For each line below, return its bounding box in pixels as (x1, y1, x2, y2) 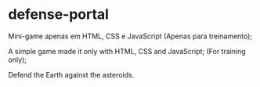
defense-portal (8, 5, 110, 24)
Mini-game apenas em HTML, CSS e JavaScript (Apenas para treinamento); (8, 31, 253, 41)
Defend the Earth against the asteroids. (8, 70, 135, 79)
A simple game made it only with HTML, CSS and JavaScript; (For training (8, 46, 246, 56)
